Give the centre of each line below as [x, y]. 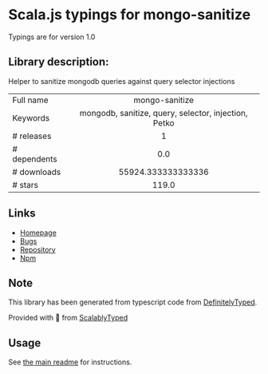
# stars [25, 185]
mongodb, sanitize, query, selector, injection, [164, 113]
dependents [35, 159]
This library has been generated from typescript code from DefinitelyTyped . [133, 302]
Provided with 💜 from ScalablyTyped [68, 318]
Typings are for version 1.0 [52, 37]
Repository [37, 249]
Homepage [38, 233]
